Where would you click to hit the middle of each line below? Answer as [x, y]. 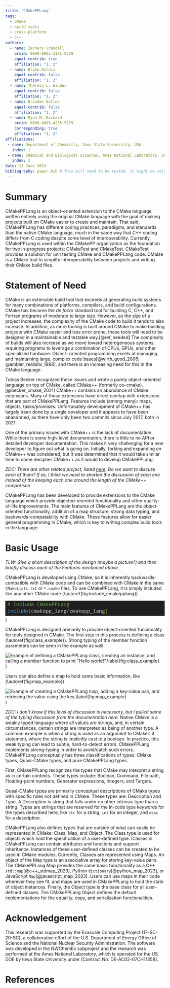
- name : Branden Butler [35, 101]
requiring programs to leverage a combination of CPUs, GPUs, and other [81, 348]
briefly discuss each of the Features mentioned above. [62, 567]
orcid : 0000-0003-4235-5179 [44, 123]
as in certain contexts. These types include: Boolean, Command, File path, [83, 775]
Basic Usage [32, 548]
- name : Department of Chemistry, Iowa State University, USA [74, 145]
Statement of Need [46, 285]
